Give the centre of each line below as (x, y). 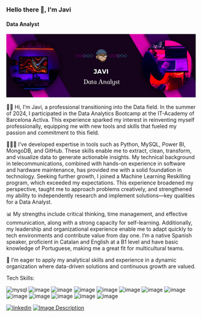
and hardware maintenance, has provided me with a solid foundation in (94, 170)
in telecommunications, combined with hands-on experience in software (96, 163)
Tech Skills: (20, 278)
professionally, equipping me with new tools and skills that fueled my (92, 126)
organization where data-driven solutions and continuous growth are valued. (101, 266)
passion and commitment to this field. (53, 133)
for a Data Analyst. (29, 202)
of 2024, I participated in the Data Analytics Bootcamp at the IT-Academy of (100, 113)
